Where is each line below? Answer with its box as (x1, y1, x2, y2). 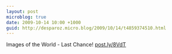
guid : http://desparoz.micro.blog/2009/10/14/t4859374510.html (6, 25, 167, 31)
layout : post (6, 8, 39, 15)
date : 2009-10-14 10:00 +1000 (6, 19, 82, 25)
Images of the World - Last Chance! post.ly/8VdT (6, 41, 126, 48)
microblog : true (6, 14, 46, 20)
